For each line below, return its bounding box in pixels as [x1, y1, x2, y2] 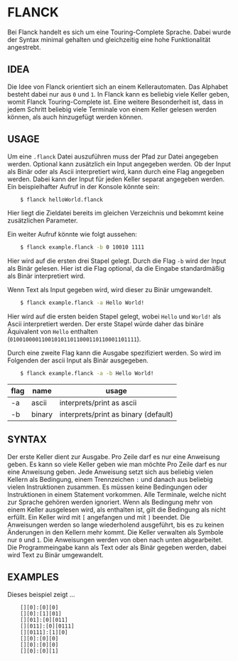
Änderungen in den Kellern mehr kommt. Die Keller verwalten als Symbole [7, 527, 224, 537]
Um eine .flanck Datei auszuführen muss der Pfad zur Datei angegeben [7, 152, 219, 161]
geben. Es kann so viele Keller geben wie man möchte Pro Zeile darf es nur [7, 460, 227, 468]
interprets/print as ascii [59, 398, 137, 408]
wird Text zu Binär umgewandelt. [7, 550, 104, 559]
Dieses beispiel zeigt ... [7, 590, 75, 598]
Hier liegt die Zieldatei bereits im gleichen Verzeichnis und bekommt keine [7, 209, 224, 217]
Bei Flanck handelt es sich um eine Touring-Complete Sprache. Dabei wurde [7, 28, 232, 36]
